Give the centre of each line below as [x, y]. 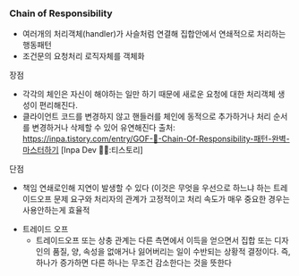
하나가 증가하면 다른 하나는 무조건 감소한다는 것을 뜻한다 [134, 263]
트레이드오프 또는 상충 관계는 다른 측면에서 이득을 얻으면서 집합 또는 [154, 240]
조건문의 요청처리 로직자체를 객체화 [83, 56]
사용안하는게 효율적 [56, 210]
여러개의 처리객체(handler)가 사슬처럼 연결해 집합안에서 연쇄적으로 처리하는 [154, 34]
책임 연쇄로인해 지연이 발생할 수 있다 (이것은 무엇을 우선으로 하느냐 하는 [146, 188]
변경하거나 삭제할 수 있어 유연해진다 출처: [104, 128]
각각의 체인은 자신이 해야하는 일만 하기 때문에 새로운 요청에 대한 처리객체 [149, 94]
